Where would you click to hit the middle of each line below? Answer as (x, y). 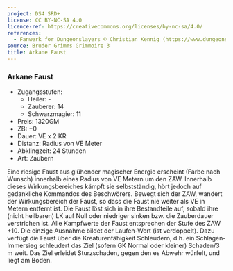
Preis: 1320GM (38, 122)
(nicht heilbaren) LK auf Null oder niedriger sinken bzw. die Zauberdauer (110, 216)
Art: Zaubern (35, 158)
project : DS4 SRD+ (34, 14)
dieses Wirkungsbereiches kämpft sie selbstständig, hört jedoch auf (105, 187)
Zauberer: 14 (46, 107)
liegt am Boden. (29, 261)
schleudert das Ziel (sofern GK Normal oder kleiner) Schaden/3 (129, 246)
